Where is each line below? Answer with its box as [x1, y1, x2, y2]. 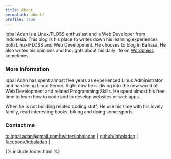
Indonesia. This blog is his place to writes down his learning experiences [5, 36, 158, 42]
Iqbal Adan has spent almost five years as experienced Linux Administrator [5, 77, 163, 83]
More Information [5, 65, 50, 73]
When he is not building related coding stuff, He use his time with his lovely [5, 103, 163, 109]
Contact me [5, 121, 35, 128]
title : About [5, 7, 33, 13]
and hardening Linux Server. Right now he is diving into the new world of [5, 82, 158, 88]
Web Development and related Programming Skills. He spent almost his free [5, 88, 165, 94]
